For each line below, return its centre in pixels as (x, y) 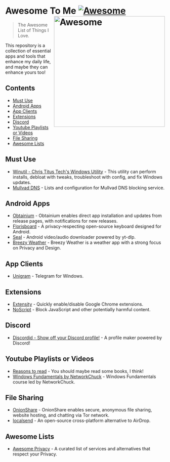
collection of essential (28, 51)
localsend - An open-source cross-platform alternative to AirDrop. (81, 421)
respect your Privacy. (35, 454)
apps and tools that (25, 56)
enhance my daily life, (28, 61)
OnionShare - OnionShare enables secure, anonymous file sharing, (82, 410)
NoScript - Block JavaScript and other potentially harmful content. (81, 309)
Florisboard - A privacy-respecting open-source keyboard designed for (87, 226)
